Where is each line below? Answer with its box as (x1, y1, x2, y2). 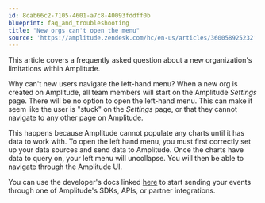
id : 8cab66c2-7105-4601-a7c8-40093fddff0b (8, 11, 151, 20)
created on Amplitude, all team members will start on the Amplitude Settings (8, 88, 257, 98)
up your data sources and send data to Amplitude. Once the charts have (8, 145, 244, 155)
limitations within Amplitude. (8, 64, 101, 74)
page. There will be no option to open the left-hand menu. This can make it (8, 96, 253, 105)
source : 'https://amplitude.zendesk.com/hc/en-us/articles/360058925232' (8, 33, 258, 42)
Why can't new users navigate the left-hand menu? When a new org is (8, 79, 238, 89)
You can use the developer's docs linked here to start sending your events (8, 178, 252, 187)
